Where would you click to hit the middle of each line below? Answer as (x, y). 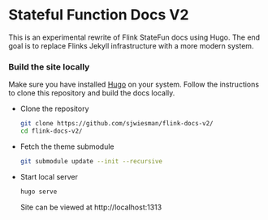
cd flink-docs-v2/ (51, 131)
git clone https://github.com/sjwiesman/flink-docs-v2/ (117, 124)
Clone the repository (54, 109)
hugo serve (39, 192)
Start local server (49, 176)
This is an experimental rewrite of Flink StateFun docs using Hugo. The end (134, 37)
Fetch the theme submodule (67, 146)
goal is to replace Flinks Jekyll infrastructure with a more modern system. (131, 45)
